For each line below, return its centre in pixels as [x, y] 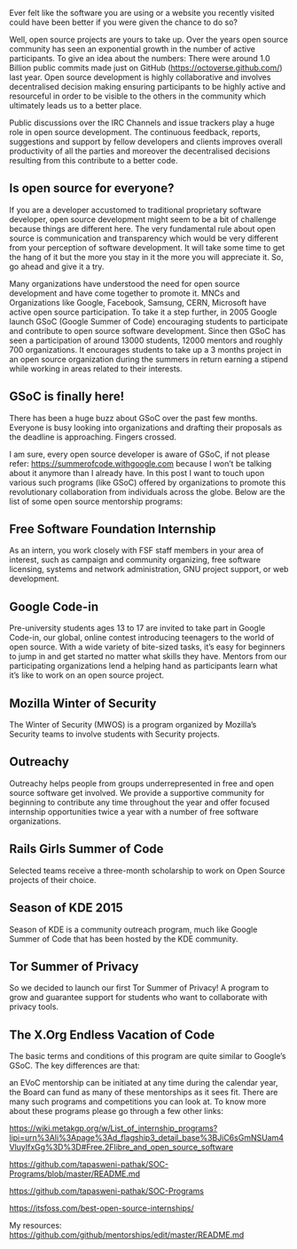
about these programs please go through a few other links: [117, 1111]
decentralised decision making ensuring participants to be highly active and [148, 87]
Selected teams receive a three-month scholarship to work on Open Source [147, 871]
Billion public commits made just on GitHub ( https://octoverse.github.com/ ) [146, 68]
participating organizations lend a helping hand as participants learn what [144, 666]
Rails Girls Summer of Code [86, 849]
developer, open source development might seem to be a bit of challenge [143, 219]
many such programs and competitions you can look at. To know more [138, 1102]
